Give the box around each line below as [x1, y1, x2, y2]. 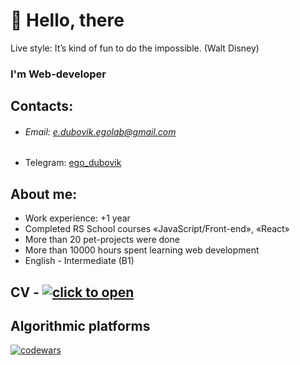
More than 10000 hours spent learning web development [24, 244, 260, 256]
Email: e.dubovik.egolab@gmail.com [24, 125, 177, 138]
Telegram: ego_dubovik [24, 157, 122, 169]
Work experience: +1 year [24, 212, 131, 224]
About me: [10, 185, 78, 203]
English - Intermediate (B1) [24, 255, 135, 267]
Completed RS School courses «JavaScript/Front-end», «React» [24, 223, 290, 235]
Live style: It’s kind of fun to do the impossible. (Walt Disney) [10, 42, 260, 54]
